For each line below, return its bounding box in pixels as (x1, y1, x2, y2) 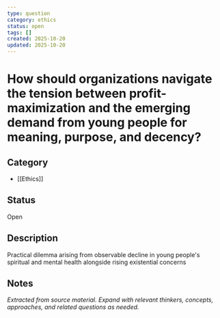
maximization (7, 101, 86, 116)
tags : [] (7, 29, 32, 36)
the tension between (7, 86, 127, 101)
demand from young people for (7, 115, 187, 131)
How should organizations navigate (7, 71, 212, 87)
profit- (128, 86, 167, 101)
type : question (7, 10, 51, 17)
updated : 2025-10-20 (7, 42, 66, 49)
